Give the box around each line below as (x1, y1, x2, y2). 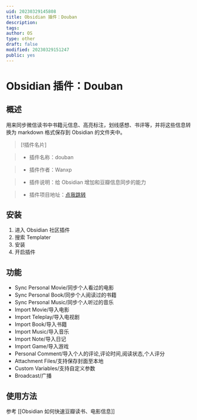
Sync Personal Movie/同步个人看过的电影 (14, 284, 114, 291)
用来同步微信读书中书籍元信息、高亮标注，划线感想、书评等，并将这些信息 (6, 121, 186, 128)
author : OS (6, 31, 33, 36)
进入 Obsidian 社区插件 (14, 227, 70, 234)
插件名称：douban (29, 153, 74, 160)
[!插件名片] (20, 141, 47, 148)
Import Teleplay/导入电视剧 (14, 314, 80, 321)
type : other (6, 36, 35, 42)
